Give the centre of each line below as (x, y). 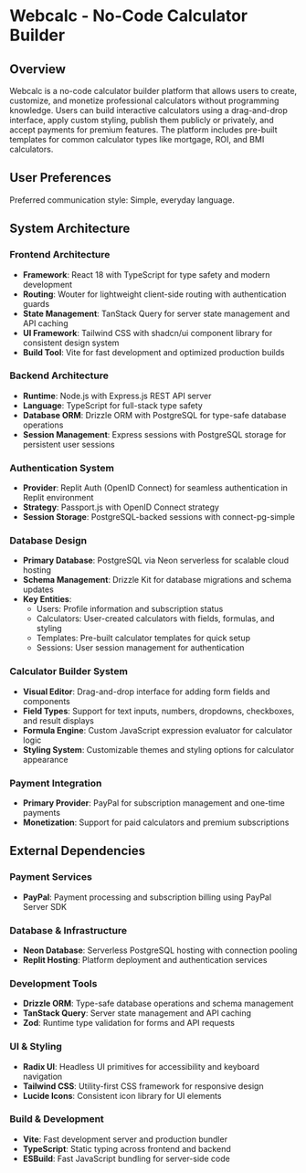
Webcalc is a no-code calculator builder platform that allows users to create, (153, 91)
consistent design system (71, 343)
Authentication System (62, 468)
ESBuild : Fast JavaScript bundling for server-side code (126, 1158)
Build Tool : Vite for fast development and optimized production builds (153, 352)
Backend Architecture (59, 375)
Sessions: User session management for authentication (140, 648)
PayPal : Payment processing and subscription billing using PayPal (147, 897)
